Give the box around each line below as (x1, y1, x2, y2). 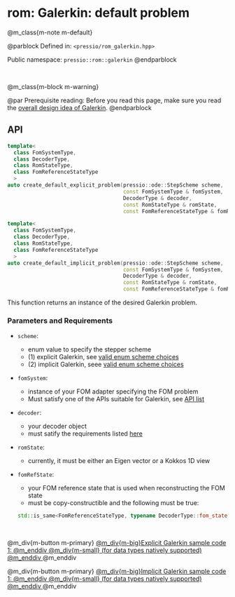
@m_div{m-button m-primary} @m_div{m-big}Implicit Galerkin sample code (7, 567, 227, 576)
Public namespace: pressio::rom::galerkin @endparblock (7, 55, 177, 64)
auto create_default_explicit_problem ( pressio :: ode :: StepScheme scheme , (7, 182, 224, 189)
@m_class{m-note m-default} (7, 28, 93, 36)
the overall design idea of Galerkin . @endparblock (7, 103, 152, 112)
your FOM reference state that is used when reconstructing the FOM (27, 484, 225, 492)
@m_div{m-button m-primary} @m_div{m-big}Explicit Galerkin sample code (7, 539, 227, 547)
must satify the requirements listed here (27, 429, 143, 438)
